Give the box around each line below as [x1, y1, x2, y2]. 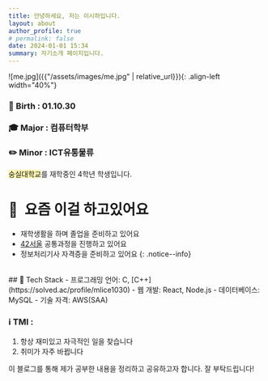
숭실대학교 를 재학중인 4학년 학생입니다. [8, 169, 132, 179]
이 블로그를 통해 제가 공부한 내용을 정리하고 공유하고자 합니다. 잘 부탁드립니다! [8, 363, 255, 373]
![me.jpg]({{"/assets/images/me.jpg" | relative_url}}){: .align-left [8, 72, 220, 81]
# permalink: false [8, 34, 74, 43]
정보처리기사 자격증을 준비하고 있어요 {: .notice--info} [19, 249, 192, 259]
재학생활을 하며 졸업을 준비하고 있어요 [19, 229, 140, 239]
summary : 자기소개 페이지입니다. [8, 49, 104, 57]
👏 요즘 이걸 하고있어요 [8, 201, 149, 219]
